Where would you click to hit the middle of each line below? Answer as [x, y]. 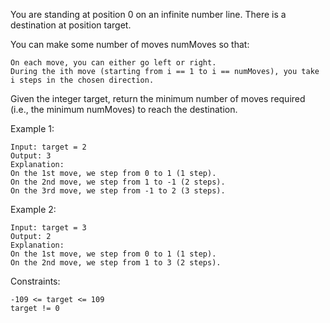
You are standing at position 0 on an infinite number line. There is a [148, 14]
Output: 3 [31, 156]
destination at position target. [71, 25]
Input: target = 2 [48, 147]
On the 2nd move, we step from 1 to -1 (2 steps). [118, 182]
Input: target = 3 [48, 228]
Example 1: [32, 128]
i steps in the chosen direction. [82, 80]
